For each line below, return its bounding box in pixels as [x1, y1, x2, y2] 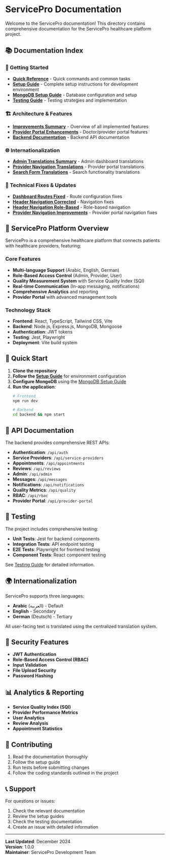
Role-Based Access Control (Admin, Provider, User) [12, 272, 122, 278]
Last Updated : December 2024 [5, 838, 71, 844]
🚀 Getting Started [5, 64, 49, 71]
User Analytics [12, 715, 45, 721]
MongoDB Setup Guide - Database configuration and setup [12, 92, 138, 98]
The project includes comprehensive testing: [5, 525, 99, 532]
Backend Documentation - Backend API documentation [12, 134, 130, 140]
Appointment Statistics [12, 725, 63, 732]
